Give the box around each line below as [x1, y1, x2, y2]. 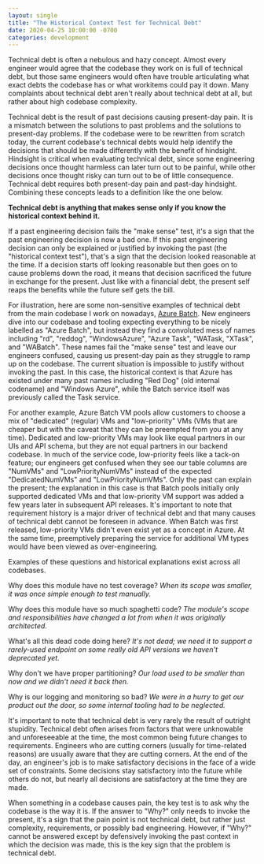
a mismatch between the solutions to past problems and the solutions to [8, 121, 242, 130]
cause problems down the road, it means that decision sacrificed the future [8, 269, 252, 278]
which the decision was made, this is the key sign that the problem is [8, 840, 231, 850]
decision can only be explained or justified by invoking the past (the [8, 244, 227, 253]
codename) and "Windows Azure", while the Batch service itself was [8, 384, 230, 394]
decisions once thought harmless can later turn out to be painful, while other [8, 162, 256, 172]
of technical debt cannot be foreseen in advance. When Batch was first [8, 517, 239, 527]
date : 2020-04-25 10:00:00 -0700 [8, 26, 118, 34]
